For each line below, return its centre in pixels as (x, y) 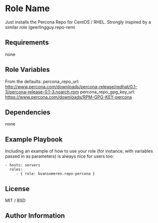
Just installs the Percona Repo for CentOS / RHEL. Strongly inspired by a (78, 22)
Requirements (27, 43)
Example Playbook (34, 139)
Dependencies (28, 112)
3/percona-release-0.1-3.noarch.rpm (42, 92)
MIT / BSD (15, 200)
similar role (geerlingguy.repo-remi (40, 27)
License (17, 189)
